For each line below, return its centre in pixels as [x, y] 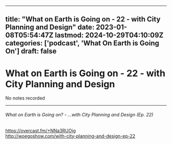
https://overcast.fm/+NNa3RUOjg [40, 130]
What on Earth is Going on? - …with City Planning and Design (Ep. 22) [79, 114]
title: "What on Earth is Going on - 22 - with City [83, 19]
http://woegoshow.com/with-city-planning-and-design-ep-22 [70, 136]
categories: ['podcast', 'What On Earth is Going [82, 43]
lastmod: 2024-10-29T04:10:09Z [109, 35]
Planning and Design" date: [50, 27]
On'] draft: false [31, 51]
